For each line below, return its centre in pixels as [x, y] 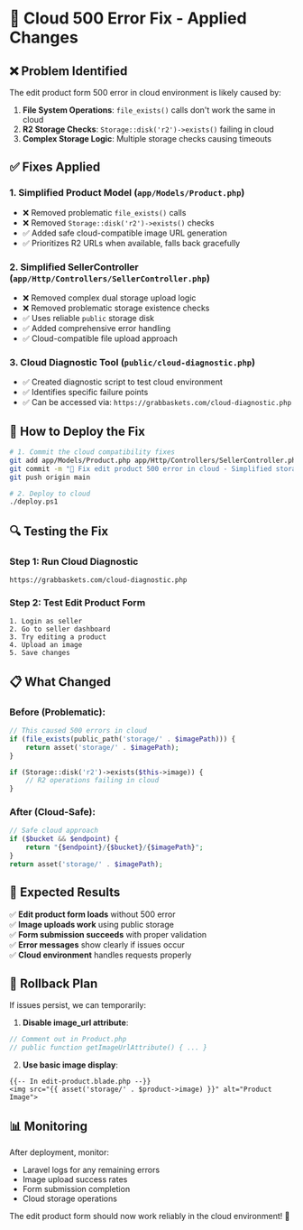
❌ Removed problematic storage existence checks [116, 308]
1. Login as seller [46, 622]
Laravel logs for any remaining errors [91, 1170]
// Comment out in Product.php [68, 1040]
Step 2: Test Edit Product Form [78, 602]
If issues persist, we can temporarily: [78, 1005]
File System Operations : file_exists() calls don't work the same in [149, 110]
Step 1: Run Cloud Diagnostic [74, 561]
